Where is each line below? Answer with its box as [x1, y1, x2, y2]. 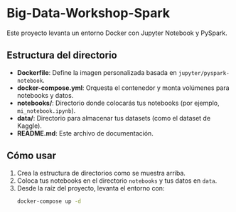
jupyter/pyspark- [178, 69, 230, 76]
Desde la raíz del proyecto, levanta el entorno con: [16, 183, 165, 192]
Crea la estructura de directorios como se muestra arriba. [16, 168, 186, 177]
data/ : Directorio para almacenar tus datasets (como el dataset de [16, 113, 211, 122]
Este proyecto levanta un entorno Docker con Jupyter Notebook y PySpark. [6, 29, 228, 37]
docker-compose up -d [16, 198, 81, 205]
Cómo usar [6, 150, 57, 162]
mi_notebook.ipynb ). [16, 106, 76, 115]
